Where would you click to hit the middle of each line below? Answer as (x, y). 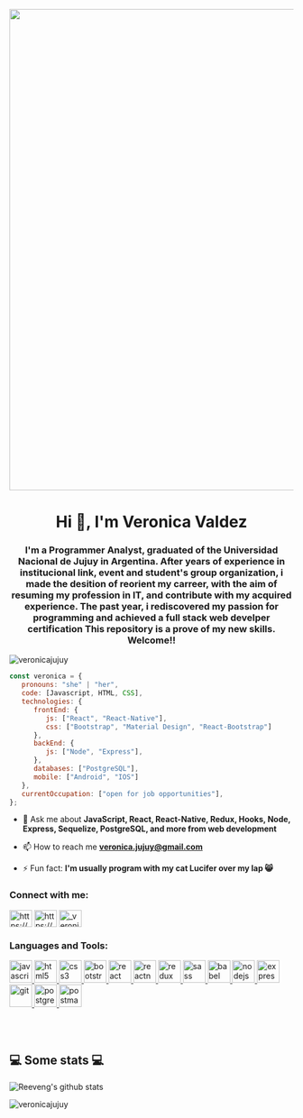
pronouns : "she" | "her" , (70, 685)
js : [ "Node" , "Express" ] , (94, 752)
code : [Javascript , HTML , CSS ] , (82, 693)
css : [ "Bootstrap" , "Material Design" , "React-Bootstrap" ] (159, 727)
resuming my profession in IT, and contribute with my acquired (151, 595)
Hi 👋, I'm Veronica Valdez (151, 522)
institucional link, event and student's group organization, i (151, 573)
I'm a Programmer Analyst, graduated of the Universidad (151, 550)
